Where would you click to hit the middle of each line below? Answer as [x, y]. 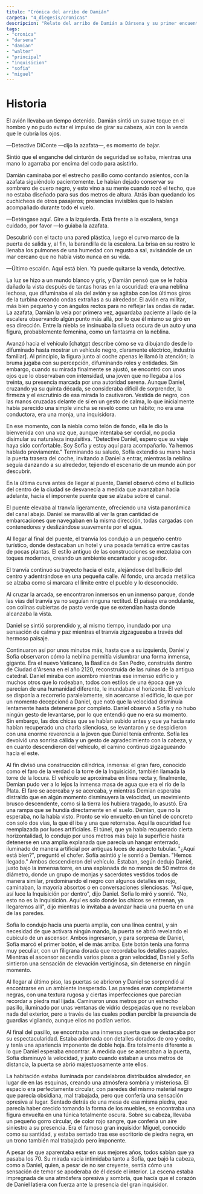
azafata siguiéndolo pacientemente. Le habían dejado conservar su [90, 182]
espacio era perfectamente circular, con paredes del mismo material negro [99, 1089]
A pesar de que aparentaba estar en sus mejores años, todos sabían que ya [100, 1152]
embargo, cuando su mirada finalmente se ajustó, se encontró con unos [96, 369]
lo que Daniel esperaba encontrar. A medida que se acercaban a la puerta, [99, 1051]
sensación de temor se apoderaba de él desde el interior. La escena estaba [100, 1172]
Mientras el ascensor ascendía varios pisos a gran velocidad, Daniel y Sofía [100, 957]
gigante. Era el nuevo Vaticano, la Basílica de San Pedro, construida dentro [99, 663]
